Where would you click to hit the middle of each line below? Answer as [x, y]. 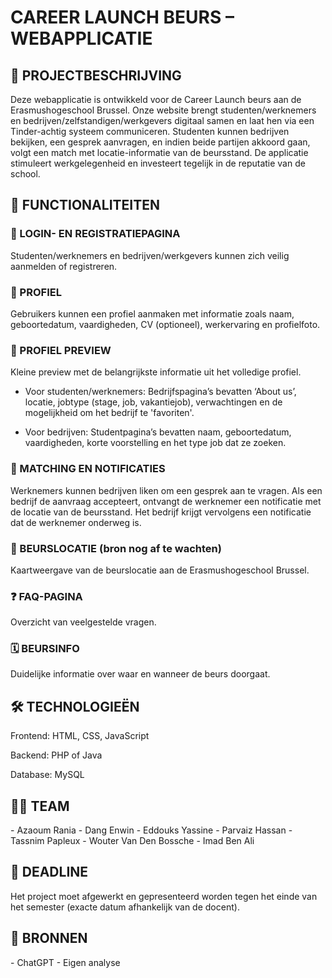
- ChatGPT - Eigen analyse [65, 962]
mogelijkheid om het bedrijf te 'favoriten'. [109, 413]
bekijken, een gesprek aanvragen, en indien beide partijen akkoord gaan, [160, 142]
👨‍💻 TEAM [40, 806]
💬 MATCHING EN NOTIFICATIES [88, 469]
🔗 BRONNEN [49, 938]
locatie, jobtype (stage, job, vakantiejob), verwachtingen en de [153, 402]
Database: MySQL [47, 775]
